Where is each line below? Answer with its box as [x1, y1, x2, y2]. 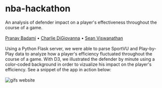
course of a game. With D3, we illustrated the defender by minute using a [5, 56, 155, 62]
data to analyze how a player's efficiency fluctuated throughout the [14, 50, 153, 57]
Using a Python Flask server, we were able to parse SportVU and [5, 45, 138, 51]
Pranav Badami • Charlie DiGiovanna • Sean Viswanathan [5, 35, 123, 41]
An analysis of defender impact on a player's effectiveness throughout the [5, 19, 158, 25]
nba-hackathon [5, 3, 71, 14]
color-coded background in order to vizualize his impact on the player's [5, 61, 152, 67]
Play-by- [139, 45, 157, 51]
